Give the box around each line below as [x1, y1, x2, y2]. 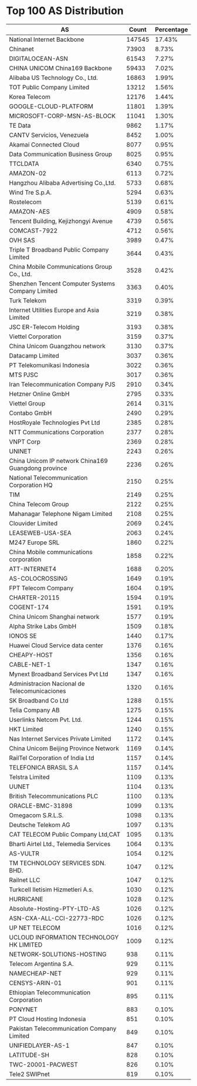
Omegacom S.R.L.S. [9, 811, 64, 819]
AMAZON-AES [9, 207, 50, 215]
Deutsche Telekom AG [9, 821, 70, 829]
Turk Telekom [9, 296, 47, 304]
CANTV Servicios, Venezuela [9, 131, 89, 139]
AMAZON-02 [9, 169, 47, 177]
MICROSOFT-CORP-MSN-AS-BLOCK [9, 112, 116, 120]
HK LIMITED [9, 940, 43, 948]
